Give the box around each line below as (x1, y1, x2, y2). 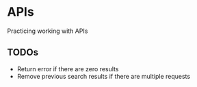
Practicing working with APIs (7, 27, 88, 35)
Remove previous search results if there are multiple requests (16, 72, 190, 80)
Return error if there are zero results (16, 64, 119, 73)
